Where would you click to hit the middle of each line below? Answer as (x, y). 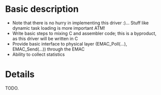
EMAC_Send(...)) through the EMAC (49, 49)
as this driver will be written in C (45, 39)
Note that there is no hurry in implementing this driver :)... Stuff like (80, 23)
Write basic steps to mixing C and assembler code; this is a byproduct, (84, 33)
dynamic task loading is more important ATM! (59, 28)
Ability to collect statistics (39, 54)
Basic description (42, 9)
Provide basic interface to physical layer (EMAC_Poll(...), (70, 44)
